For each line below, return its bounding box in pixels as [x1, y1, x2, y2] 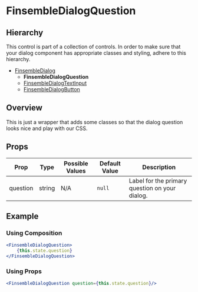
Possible [64, 159, 88, 167]
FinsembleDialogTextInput [23, 79, 87, 87]
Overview [6, 103, 43, 113]
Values [65, 167, 87, 175]
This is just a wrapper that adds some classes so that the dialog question [6, 118, 183, 125]
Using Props [6, 267, 42, 275]
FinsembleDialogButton [23, 86, 81, 92]
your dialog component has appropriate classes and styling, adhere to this [6, 49, 187, 57]
